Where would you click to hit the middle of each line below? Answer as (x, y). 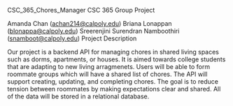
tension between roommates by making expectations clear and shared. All (114, 89)
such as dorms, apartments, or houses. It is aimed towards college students (116, 59)
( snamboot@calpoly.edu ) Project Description (72, 38)
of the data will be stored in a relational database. (78, 96)
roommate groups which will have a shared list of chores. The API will (107, 74)
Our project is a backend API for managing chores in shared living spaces (113, 52)
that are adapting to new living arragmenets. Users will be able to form (109, 67)
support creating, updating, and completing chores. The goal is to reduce (113, 82)
